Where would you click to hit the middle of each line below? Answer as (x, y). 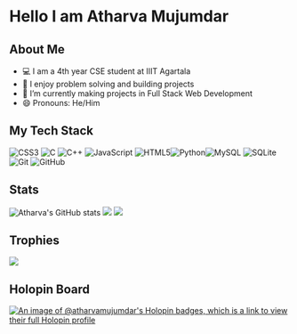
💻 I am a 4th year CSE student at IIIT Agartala (106, 71)
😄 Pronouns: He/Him (61, 103)
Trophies (35, 241)
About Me (37, 49)
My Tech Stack (51, 131)
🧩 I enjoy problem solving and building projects (108, 84)
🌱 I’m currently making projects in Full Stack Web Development (137, 94)
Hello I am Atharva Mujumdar (119, 16)
